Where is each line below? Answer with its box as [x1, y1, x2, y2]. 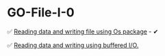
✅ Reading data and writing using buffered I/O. [7, 41, 139, 49]
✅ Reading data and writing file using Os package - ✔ [7, 27, 159, 36]
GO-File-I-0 [7, 5, 75, 20]
